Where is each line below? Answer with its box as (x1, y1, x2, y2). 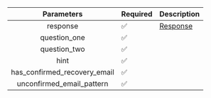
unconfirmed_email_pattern (16, 79, 109, 88)
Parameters (42, 9, 83, 18)
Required (121, 9, 153, 18)
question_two (40, 44, 85, 54)
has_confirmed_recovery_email (11, 67, 115, 77)
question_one (40, 33, 85, 42)
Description (159, 9, 200, 18)
